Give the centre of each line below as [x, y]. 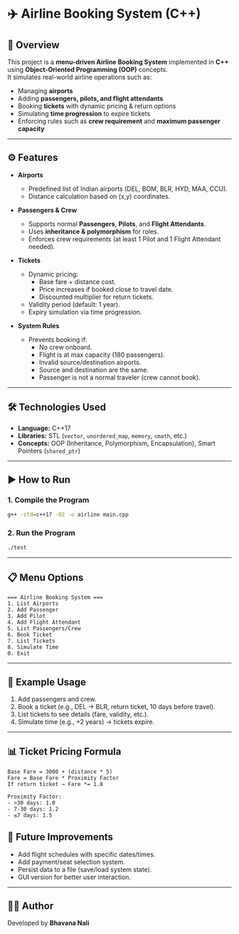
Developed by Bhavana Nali [48, 923]
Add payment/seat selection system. [71, 861]
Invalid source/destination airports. [90, 362]
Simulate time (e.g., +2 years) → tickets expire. [86, 722]
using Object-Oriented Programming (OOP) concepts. [88, 69]
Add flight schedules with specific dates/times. [86, 854]
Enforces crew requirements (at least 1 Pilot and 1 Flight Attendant [124, 238]
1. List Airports [33, 604]
